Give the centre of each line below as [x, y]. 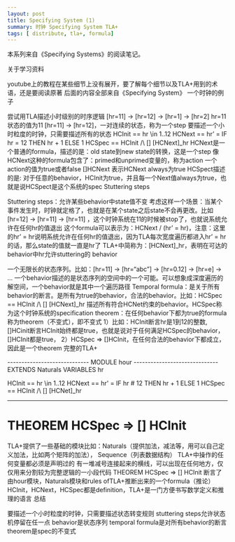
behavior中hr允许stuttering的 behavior [62, 254]
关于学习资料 [26, 69]
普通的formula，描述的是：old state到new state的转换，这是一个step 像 [116, 152]
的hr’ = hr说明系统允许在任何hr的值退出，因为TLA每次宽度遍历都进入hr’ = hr [117, 237]
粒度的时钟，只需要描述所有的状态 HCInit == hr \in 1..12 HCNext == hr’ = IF [120, 134]
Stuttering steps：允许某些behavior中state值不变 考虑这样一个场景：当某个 [115, 201]
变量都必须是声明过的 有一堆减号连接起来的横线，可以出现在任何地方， [115, 463]
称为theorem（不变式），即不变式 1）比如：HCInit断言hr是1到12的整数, [107, 322]
